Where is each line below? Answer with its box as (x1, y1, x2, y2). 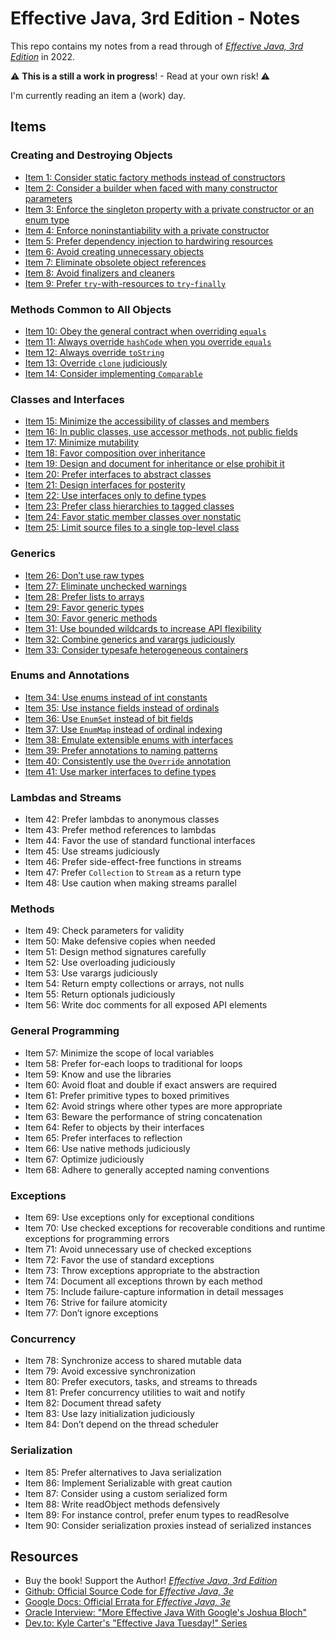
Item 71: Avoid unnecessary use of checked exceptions (24, 1243, 252, 1255)
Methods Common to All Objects (10, 302, 172, 316)
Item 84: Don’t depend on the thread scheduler (24, 1418, 219, 1431)
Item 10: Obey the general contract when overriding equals (24, 325, 267, 337)
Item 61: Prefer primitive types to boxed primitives (24, 1089, 230, 1101)
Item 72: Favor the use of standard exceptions (24, 1254, 215, 1266)
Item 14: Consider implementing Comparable (24, 367, 203, 379)
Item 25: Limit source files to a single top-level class (24, 522, 240, 534)
